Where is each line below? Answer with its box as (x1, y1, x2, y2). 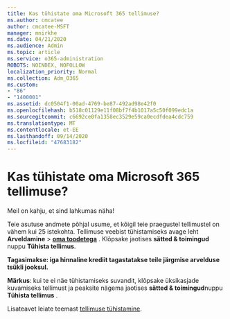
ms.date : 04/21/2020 (7, 36, 67, 43)
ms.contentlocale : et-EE (7, 126, 79, 133)
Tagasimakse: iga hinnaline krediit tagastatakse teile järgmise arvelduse (7, 256, 220, 264)
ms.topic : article (7, 49, 60, 56)
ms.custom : (7, 81, 39, 88)
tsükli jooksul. (7, 263, 48, 271)
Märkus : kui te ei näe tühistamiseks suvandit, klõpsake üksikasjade (7, 277, 200, 285)
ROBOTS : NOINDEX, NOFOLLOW (7, 62, 85, 69)
